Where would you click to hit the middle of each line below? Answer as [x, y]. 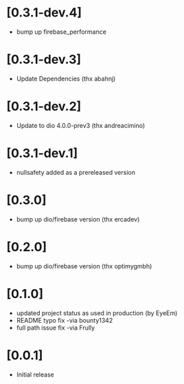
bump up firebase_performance [61, 32]
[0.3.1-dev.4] [44, 13]
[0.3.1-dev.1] [42, 153]
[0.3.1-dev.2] [44, 106]
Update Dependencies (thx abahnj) [66, 78]
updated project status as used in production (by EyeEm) [97, 313]
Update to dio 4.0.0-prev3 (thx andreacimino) [81, 125]
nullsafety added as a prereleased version [76, 172]
